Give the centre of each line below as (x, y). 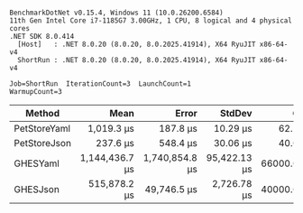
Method (43, 113)
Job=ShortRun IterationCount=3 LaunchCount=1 (101, 84)
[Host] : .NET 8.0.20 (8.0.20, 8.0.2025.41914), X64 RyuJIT (137, 44)
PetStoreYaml (42, 129)
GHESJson (37, 189)
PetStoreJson (43, 143)
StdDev (236, 113)
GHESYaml (37, 163)
